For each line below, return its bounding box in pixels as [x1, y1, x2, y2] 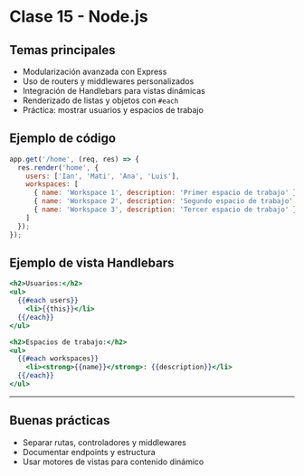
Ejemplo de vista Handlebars [9, 255, 175, 270]
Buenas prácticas [9, 413, 110, 428]
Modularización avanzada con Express [22, 66, 167, 77]
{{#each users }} [17, 296, 79, 305]
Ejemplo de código [9, 131, 116, 146]
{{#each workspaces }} [17, 354, 100, 363]
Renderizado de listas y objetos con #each [22, 95, 179, 106]
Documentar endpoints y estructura [22, 446, 156, 457]
